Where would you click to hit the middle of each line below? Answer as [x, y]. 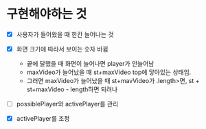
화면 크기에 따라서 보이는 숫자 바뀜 [62, 49]
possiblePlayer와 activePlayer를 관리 [67, 104]
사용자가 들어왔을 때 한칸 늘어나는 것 [65, 34]
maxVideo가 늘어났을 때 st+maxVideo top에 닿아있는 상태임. [109, 72]
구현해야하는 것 [47, 14]
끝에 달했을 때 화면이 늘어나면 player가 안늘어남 [90, 64]
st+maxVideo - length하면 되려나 [72, 89]
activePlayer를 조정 [43, 119]
